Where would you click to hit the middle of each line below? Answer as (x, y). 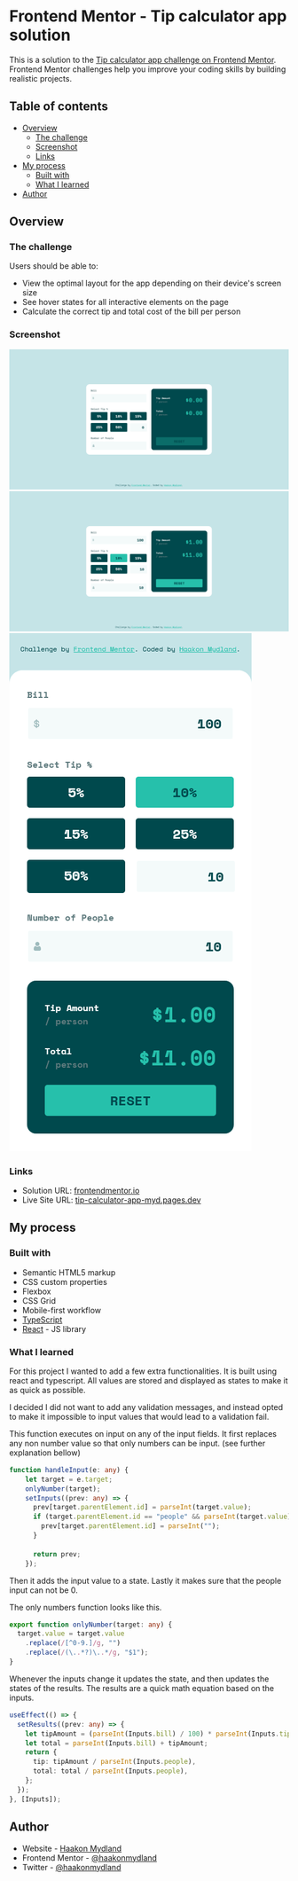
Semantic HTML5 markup (69, 1272)
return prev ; (57, 1554)
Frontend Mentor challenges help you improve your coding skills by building (148, 69)
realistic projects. (41, 78)
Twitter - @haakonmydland (71, 1867)
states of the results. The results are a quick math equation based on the (142, 1688)
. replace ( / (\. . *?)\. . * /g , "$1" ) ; (87, 1653)
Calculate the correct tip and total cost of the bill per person (131, 311)
